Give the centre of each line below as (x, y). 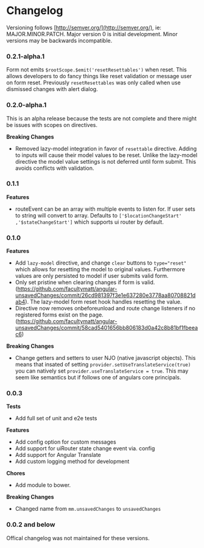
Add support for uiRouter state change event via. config (85, 448)
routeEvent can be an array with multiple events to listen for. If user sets (105, 209)
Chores (16, 473)
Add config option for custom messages (66, 442)
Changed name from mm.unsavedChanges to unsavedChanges (88, 509)
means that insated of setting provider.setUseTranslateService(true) (103, 365)
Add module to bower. (43, 485)
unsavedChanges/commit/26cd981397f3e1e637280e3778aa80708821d (105, 295)
